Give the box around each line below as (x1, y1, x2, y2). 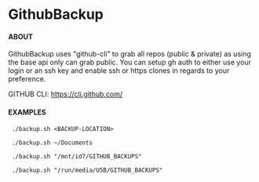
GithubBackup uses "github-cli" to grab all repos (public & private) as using (8, 49, 251, 59)
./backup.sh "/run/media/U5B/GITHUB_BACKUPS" (11, 166, 163, 174)
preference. (8, 75, 46, 84)
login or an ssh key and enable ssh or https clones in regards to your (8, 66, 230, 75)
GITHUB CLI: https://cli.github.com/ (8, 89, 123, 99)
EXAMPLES (8, 107, 46, 117)
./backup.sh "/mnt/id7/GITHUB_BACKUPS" (11, 152, 143, 160)
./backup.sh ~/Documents (11, 139, 93, 147)
